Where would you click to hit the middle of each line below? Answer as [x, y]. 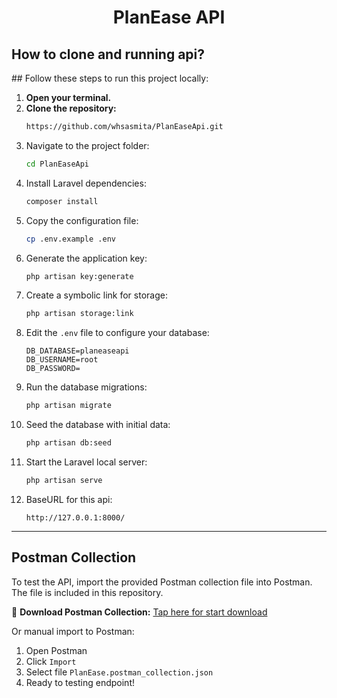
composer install [62, 201]
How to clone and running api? [108, 54]
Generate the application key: [86, 258]
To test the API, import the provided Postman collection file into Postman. [162, 582]
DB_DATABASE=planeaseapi [77, 351]
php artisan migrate [68, 406]
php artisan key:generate [79, 276]
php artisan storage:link [79, 314]
